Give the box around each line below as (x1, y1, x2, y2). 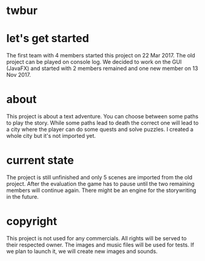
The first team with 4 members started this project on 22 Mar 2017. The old (6, 52, 196, 59)
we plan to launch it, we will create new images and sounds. (6, 248, 158, 255)
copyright (6, 215, 58, 229)
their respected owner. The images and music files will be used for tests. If (6, 241, 195, 248)
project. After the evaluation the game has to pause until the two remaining (6, 181, 195, 187)
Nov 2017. (6, 71, 31, 79)
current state (6, 154, 75, 168)
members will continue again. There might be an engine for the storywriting (6, 187, 196, 194)
